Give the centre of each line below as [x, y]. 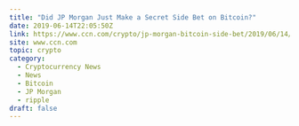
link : [19, 34]
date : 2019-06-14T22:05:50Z [61, 26]
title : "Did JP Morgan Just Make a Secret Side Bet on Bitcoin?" [133, 17]
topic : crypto [36, 51]
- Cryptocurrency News [59, 67]
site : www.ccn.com [43, 42]
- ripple [33, 100]
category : [28, 59]
